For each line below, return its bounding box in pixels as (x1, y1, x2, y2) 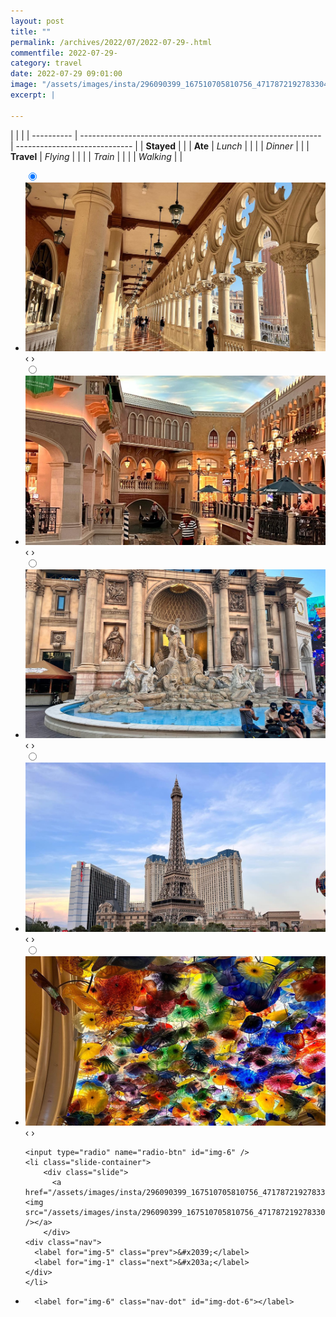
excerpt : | (10, 90, 56, 100)
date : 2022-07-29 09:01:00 (10, 69, 123, 79)
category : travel (10, 58, 83, 69)
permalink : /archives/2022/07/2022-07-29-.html (10, 37, 213, 47)
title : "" (10, 26, 52, 37)
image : (10, 80, 38, 90)
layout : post (10, 16, 65, 26)
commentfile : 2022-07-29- (10, 48, 118, 58)
